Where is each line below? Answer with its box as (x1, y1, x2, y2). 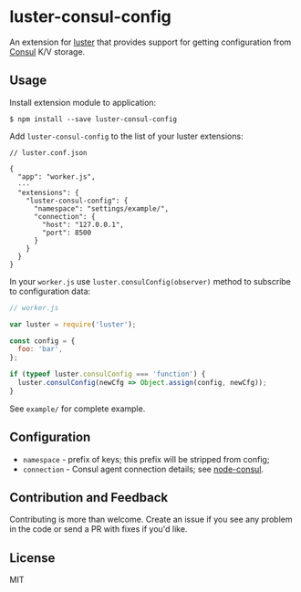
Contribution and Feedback (9, 490, 169, 505)
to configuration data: (9, 286, 91, 296)
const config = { (9, 336, 76, 346)
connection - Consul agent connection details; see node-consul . (22, 463, 265, 474)
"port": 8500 (42, 228, 92, 237)
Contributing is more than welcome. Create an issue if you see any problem (9, 514, 293, 525)
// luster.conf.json (9, 148, 88, 157)
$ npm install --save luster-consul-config (9, 114, 178, 124)
